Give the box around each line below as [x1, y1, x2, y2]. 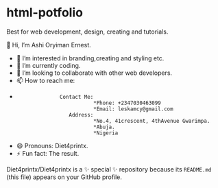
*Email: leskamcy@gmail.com [93, 105, 173, 113]
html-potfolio [6, 5, 84, 21]
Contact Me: [60, 93, 94, 100]
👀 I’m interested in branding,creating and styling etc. [16, 54, 165, 62]
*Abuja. [93, 124, 115, 130]
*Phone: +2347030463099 [93, 99, 162, 106]
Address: [69, 111, 94, 118]
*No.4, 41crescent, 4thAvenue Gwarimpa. [93, 117, 210, 124]
